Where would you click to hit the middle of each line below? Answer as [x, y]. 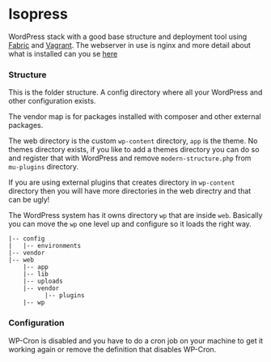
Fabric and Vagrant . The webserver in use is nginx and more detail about [129, 45]
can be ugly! [29, 200]
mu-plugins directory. [44, 167]
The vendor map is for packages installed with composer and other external [135, 117]
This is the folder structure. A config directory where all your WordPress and [135, 92]
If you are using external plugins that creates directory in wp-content [122, 182]
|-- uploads [43, 281]
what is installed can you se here [63, 53]
